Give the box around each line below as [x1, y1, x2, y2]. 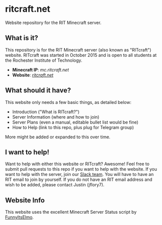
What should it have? [5, 86, 71, 95]
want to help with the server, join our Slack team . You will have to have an [5, 172, 154, 177]
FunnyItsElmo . [5, 214, 34, 220]
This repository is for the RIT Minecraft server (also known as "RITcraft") [5, 47, 152, 52]
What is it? [5, 34, 38, 42]
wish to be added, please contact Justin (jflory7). [5, 182, 105, 188]
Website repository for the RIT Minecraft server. [5, 20, 102, 25]
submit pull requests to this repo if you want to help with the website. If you [5, 166, 157, 172]
